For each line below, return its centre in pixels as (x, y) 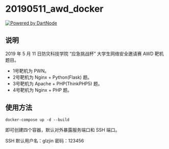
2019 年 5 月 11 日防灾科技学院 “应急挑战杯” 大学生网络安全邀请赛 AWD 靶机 (84, 54)
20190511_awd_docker (54, 9)
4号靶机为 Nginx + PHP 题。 (42, 90)
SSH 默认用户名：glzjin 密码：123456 (45, 140)
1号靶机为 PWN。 (31, 71)
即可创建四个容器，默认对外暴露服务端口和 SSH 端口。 (63, 130)
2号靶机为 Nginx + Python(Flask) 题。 (52, 77)
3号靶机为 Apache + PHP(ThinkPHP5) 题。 (57, 83)
